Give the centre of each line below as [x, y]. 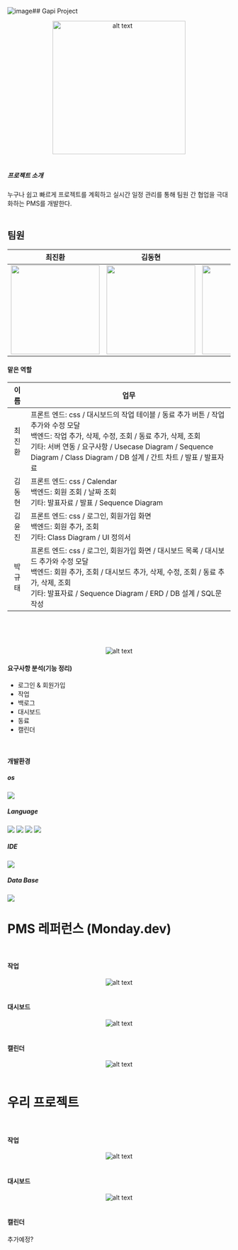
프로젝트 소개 [25, 175]
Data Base [23, 880]
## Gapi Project [55, 11]
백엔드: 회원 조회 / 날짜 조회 [74, 492]
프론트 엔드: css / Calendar [74, 481]
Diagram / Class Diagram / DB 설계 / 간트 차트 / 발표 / [117, 457]
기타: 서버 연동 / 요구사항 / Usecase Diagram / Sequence [122, 447]
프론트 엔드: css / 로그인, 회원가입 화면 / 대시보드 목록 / [117, 550]
